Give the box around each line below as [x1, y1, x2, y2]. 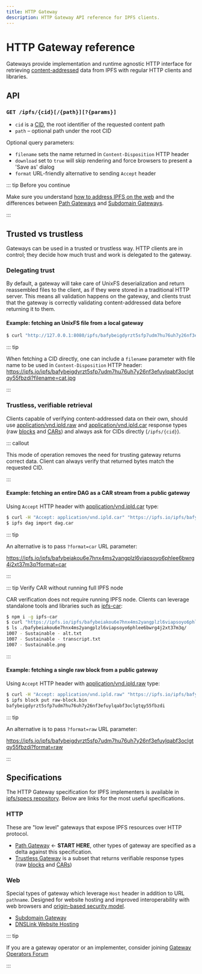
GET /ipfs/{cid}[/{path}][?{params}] [6, 108, 117, 115]
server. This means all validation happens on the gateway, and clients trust [6, 293, 191, 300]
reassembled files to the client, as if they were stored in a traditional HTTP [6, 286, 189, 294]
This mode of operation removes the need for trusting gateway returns [6, 451, 182, 458]
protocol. [6, 830, 29, 837]
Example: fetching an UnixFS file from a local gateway [6, 319, 144, 326]
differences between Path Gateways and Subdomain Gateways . [6, 200, 164, 207]
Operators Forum [6, 950, 49, 958]
